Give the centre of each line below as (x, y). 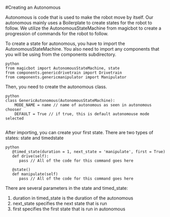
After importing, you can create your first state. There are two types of (79, 132)
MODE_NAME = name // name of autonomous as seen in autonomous (83, 105)
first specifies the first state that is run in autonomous (69, 209)
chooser (14, 110)
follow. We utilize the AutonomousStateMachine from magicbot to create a (83, 28)
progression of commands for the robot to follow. (57, 34)
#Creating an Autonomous (33, 7)
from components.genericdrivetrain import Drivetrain (64, 73)
